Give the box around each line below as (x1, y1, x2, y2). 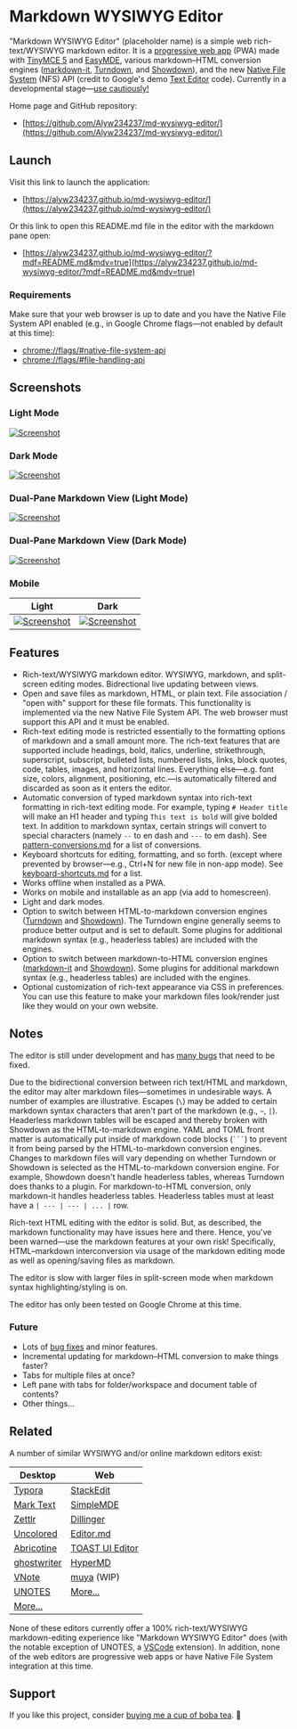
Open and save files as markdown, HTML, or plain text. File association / (21, 688, 287, 699)
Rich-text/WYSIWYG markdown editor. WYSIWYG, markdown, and (21, 668, 266, 679)
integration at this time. (9, 1660, 93, 1671)
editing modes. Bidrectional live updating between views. (49, 678, 260, 689)
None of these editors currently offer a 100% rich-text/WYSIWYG (9, 1622, 248, 1633)
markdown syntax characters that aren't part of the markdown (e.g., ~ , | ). (9, 1105, 278, 1116)
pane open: (9, 230, 52, 241)
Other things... (21, 1397, 76, 1409)
